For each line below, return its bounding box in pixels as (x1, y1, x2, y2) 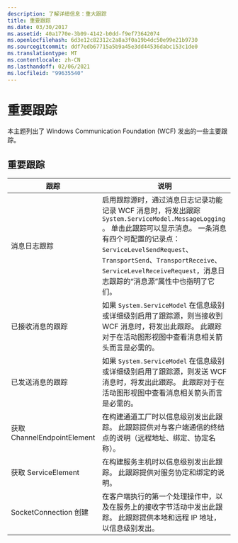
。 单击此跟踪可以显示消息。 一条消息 (101, 224, 227, 234)
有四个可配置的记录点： (101, 234, 181, 244)
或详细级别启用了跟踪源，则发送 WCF (101, 367, 227, 377)
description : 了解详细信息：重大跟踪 (7, 10, 107, 18)
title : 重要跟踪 (7, 17, 51, 24)
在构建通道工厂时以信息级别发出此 (101, 412, 216, 422)
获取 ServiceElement (11, 468, 80, 478)
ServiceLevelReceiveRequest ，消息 (101, 266, 218, 276)
